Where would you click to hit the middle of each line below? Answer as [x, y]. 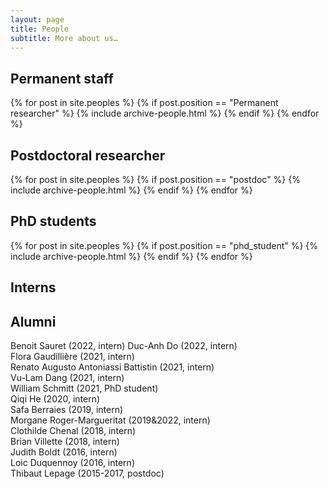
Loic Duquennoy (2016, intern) [72, 463]
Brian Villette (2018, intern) [65, 442]
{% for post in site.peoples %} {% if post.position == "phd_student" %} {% [164, 245]
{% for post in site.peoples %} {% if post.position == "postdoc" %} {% [155, 179]
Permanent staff [62, 78]
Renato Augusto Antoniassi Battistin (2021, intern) [112, 367]
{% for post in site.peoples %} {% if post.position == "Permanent [144, 103]
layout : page [37, 19]
